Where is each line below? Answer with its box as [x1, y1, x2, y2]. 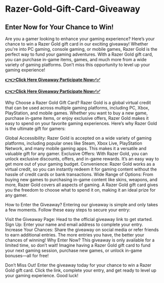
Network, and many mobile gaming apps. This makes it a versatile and [5, 146, 147, 151]
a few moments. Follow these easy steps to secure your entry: [5, 207, 131, 213]
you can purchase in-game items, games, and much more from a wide [5, 57, 147, 62]
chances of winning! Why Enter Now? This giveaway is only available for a [5, 237, 155, 243]
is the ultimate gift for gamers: [5, 126, 66, 131]
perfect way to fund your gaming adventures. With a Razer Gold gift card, [5, 51, 153, 57]
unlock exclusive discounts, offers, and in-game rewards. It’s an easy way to [5, 156, 159, 162]
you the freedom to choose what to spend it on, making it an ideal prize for [5, 187, 156, 193]
